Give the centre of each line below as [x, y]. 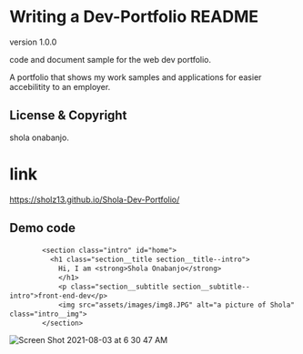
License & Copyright [68, 116]
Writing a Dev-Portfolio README [134, 17]
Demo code [42, 228]
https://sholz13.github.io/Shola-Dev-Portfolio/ [95, 199]
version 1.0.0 [33, 42]
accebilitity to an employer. [60, 86]
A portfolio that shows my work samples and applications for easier [136, 77]
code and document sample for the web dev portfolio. [111, 59]
